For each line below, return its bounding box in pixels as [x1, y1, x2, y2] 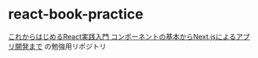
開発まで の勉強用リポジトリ [14, 41, 107, 51]
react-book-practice [8, 5, 144, 23]
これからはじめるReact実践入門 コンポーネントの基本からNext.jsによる [8, 32, 237, 41]
